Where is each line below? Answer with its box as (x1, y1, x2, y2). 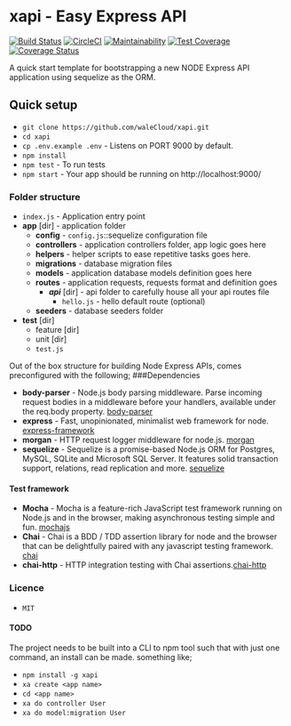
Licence (9, 582, 44, 594)
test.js (35, 345, 64, 354)
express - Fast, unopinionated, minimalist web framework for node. (21, 415, 269, 426)
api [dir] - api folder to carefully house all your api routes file (48, 286, 270, 297)
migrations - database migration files (35, 258, 173, 269)
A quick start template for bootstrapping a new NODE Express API (9, 62, 250, 73)
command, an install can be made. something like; (9, 651, 193, 662)
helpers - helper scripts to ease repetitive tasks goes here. (35, 249, 251, 260)
